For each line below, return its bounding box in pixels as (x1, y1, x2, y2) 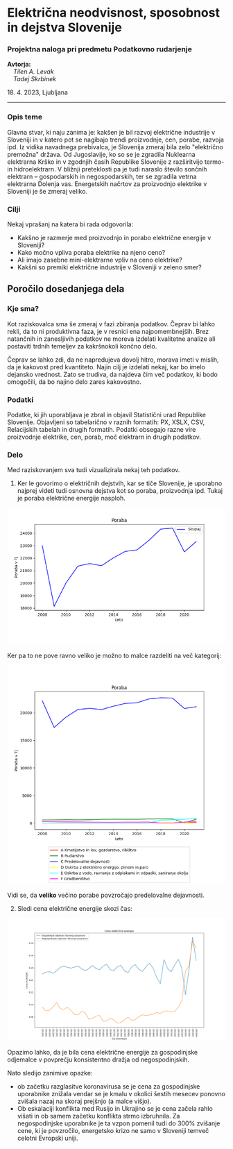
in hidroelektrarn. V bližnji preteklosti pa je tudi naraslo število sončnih (7, 165, 207, 173)
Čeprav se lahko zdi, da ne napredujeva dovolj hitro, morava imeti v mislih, (7, 355, 220, 364)
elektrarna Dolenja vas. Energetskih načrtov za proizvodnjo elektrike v (7, 179, 207, 188)
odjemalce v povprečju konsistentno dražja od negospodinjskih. (7, 1055, 189, 1064)
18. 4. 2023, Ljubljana (7, 88, 68, 97)
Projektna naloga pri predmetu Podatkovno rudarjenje (7, 44, 192, 54)
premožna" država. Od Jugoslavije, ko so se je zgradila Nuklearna (7, 150, 196, 158)
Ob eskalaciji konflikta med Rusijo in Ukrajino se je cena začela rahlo (17, 1105, 213, 1113)
